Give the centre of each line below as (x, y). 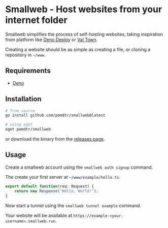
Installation (23, 99)
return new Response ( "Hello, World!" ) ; (57, 191)
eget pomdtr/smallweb (28, 129)
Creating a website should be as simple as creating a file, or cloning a (78, 49)
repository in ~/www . (25, 55)
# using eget (19, 125)
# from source (20, 111)
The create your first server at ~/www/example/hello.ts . (63, 177)
